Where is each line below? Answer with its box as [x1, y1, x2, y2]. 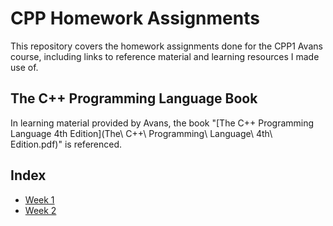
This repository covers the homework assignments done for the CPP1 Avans [10, 40, 323, 52]
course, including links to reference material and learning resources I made [10, 50, 320, 62]
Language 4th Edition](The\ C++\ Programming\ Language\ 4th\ [10, 127, 273, 139]
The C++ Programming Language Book [10, 90, 258, 107]
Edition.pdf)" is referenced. [10, 138, 123, 150]
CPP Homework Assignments [10, 7, 260, 30]
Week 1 [24, 193, 55, 206]
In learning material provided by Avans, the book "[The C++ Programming [10, 117, 315, 129]
